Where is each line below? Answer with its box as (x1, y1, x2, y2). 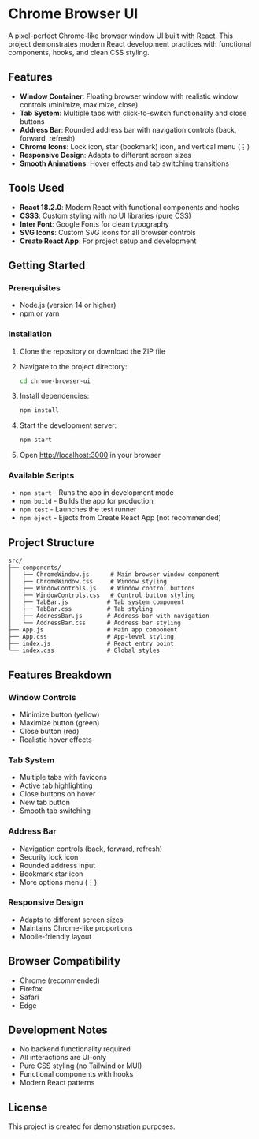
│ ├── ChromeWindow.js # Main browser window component (8, 571, 220, 579)
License (8, 1100, 48, 1114)
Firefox (19, 984, 43, 993)
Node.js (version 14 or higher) (19, 301, 117, 310)
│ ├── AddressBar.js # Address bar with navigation (8, 613, 210, 620)
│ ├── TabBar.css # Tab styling (8, 605, 154, 613)
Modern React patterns (19, 1078, 95, 1088)
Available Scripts (8, 470, 75, 481)
